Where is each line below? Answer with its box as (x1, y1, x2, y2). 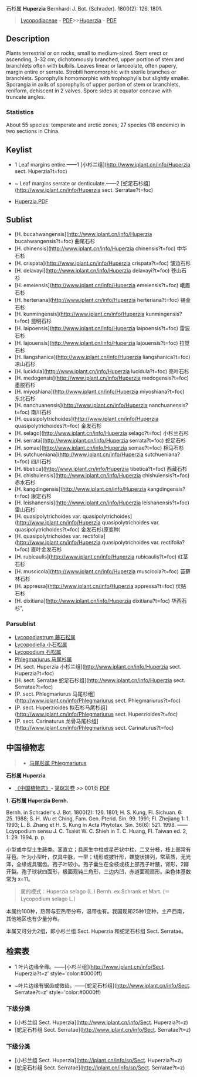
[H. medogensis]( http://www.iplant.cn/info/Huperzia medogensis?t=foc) (14, 374, 189, 381)
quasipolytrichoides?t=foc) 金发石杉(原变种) (14, 526, 121, 533)
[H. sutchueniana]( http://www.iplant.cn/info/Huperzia (14, 451, 144, 458)
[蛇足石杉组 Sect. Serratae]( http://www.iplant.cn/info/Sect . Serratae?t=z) (14, 1026, 191, 1033)
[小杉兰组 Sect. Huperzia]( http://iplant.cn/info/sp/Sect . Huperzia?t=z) (14, 1057, 183, 1064)
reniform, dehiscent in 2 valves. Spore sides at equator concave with (6, 87, 172, 94)
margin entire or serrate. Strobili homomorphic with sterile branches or (6, 68, 176, 75)
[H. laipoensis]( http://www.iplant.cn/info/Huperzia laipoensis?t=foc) (14, 324, 179, 331)
